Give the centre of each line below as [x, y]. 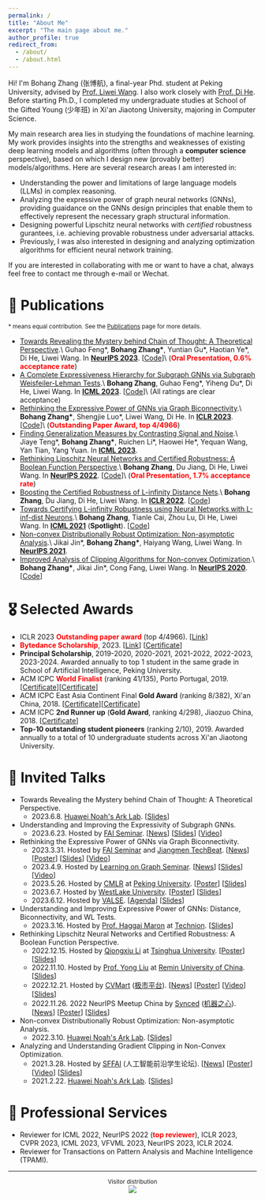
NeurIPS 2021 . [44, 550]
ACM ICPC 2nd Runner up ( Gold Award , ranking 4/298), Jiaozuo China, [136, 712]
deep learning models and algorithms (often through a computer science [127, 150]
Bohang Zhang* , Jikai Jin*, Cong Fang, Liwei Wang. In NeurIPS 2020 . [134, 567]
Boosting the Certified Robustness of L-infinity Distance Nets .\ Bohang [135, 492]
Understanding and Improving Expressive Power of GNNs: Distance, [130, 908]
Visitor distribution [132, 1181]
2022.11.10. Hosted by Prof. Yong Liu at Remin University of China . [138, 967]
